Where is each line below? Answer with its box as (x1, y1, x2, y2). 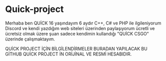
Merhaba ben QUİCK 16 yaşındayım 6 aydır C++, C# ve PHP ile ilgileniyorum (5, 20, 162, 26)
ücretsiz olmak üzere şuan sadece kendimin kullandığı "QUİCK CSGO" (5, 30, 150, 36)
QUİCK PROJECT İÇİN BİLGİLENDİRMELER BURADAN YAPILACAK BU (5, 45, 148, 51)
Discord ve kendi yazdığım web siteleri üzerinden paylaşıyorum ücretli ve (5, 25, 155, 31)
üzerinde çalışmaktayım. (5, 36, 55, 42)
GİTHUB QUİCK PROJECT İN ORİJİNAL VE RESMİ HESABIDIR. (5, 51, 132, 57)
